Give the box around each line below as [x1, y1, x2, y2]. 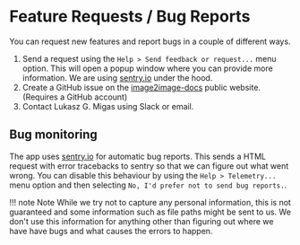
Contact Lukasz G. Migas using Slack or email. [21, 101, 194, 111]
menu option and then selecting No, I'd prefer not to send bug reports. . [9, 179, 287, 190]
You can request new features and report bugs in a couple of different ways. [9, 36, 291, 47]
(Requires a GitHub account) [21, 92, 128, 102]
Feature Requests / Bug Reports [9, 6, 251, 27]
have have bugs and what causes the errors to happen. [9, 225, 213, 236]
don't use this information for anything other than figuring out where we [9, 215, 274, 226]
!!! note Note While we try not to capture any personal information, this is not [9, 197, 291, 207]
